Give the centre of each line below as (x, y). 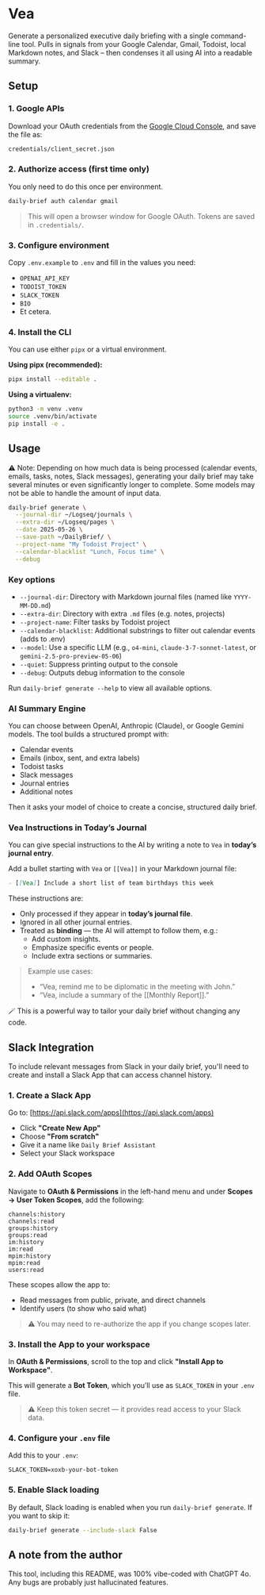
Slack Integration (51, 1047)
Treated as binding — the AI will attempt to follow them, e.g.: (119, 931)
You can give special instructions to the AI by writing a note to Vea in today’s (132, 845)
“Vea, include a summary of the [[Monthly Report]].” (124, 995)
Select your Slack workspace (67, 1153)
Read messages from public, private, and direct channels (112, 1300)
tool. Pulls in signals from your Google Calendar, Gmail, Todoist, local (134, 44)
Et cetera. (35, 311)
